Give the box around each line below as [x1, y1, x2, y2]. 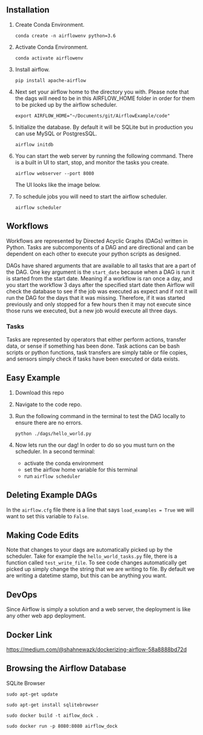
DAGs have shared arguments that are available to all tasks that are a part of [6, 262, 196, 269]
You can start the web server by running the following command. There [15, 152, 194, 160]
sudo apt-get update [6, 691, 59, 697]
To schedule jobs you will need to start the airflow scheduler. [15, 192, 167, 200]
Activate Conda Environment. [15, 43, 88, 50]
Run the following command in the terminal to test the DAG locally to [15, 412, 186, 419]
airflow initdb [15, 141, 54, 147]
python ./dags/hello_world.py [15, 430, 92, 436]
